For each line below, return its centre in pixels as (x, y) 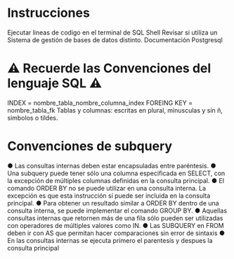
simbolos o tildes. (33, 118)
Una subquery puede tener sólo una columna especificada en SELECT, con (116, 173)
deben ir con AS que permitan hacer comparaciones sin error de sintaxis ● (116, 233)
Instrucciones (48, 13)
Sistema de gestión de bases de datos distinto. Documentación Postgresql (115, 39)
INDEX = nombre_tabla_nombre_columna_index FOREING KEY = (100, 103)
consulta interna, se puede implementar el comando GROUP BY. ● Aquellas (117, 210)
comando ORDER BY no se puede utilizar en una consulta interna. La (106, 188)
